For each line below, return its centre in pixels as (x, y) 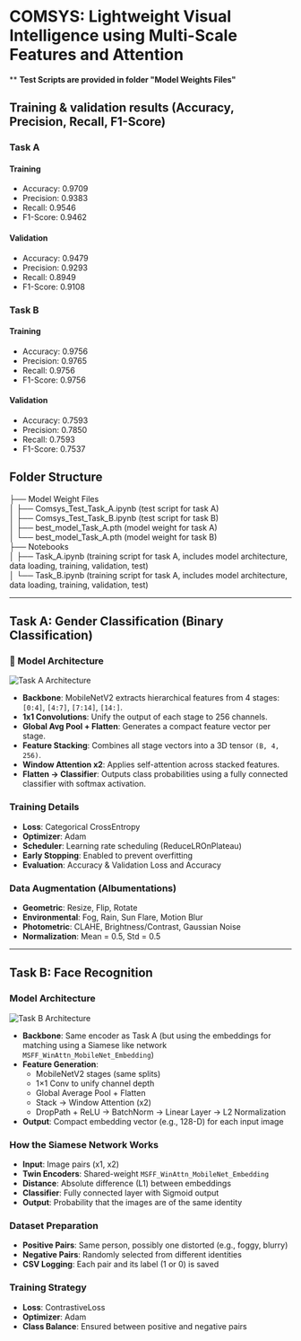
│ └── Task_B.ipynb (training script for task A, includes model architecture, (149, 575)
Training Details (44, 807)
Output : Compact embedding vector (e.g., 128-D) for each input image (153, 1121)
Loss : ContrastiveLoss (64, 1307)
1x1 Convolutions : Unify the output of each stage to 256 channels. (145, 717)
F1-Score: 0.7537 (54, 449)
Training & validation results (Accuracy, (122, 108)
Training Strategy (48, 1288)
